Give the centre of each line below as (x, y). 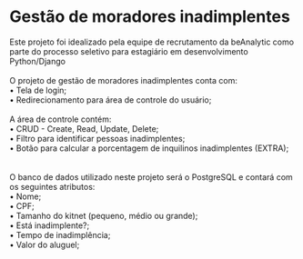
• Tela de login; (38, 90)
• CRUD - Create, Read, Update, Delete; (84, 128)
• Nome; (25, 196)
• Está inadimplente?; (50, 225)
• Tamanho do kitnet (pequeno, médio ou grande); (104, 215)
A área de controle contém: (61, 119)
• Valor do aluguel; (45, 244)
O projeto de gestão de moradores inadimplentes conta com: (124, 80)
